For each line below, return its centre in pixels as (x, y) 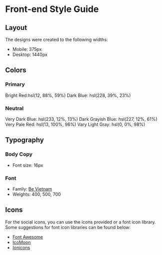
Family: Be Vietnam (32, 189)
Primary (15, 84)
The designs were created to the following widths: (57, 39)
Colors (16, 70)
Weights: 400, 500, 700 (37, 194)
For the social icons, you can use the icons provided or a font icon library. (81, 222)
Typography (24, 140)
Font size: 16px (28, 165)
